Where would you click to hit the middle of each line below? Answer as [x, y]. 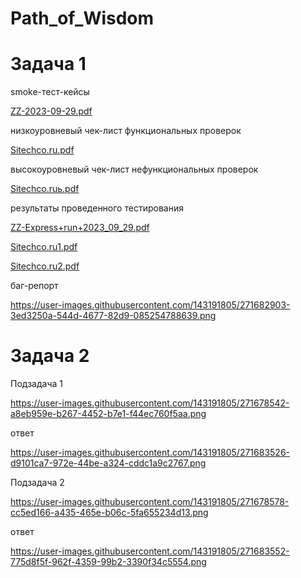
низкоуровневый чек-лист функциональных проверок [126, 131]
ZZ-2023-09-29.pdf [51, 111]
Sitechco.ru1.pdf [44, 247]
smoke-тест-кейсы [50, 92]
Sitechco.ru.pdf [42, 150]
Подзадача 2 [37, 483]
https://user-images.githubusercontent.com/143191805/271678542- [150, 403]
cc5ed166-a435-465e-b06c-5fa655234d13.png [109, 513]
